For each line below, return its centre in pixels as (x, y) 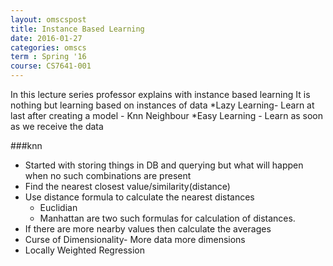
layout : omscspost (48, 19)
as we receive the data (57, 126)
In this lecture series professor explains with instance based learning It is (160, 94)
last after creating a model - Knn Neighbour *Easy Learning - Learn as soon (167, 115)
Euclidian (58, 207)
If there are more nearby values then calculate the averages (148, 229)
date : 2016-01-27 (46, 38)
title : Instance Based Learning (77, 29)
